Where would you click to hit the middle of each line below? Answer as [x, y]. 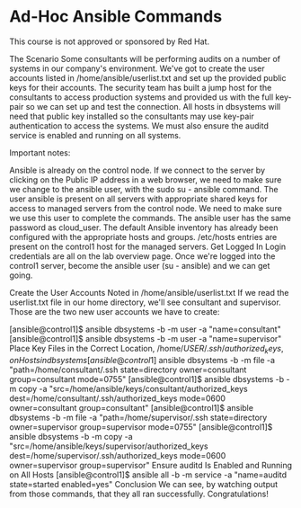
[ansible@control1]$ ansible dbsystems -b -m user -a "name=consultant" [145, 329]
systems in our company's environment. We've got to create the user [137, 68]
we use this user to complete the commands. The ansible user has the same [150, 218]
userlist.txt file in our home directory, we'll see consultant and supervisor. [145, 302]
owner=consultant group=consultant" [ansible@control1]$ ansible [132, 407]
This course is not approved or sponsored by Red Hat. [109, 41]
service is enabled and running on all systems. [95, 135]
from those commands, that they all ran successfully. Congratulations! [139, 494]
